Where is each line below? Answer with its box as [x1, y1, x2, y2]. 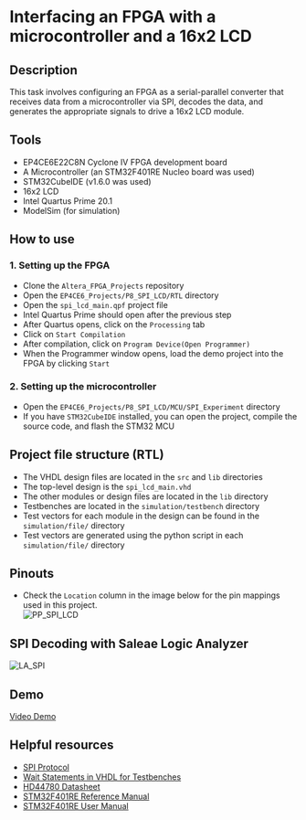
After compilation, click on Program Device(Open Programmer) [22, 338, 251, 349]
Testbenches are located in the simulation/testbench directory [22, 500, 260, 511]
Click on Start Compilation [22, 328, 126, 339]
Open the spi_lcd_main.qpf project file [22, 299, 169, 310]
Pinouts [9, 566, 55, 581]
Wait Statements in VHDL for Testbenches [22, 771, 182, 783]
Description [9, 62, 78, 78]
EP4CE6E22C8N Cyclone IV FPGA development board [22, 156, 228, 167]
